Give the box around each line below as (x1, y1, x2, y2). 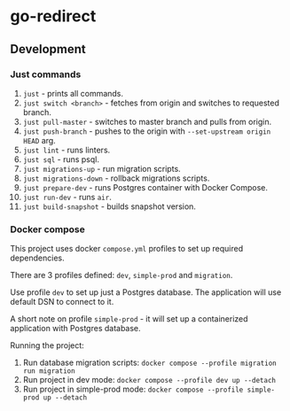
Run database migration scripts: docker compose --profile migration (22, 357, 278, 368)
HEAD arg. (22, 135, 56, 145)
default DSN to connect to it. (10, 297, 114, 307)
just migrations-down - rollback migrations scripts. (22, 173, 210, 183)
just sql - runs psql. (22, 153, 100, 165)
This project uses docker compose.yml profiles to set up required (10, 244, 243, 254)
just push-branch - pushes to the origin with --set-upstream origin (22, 126, 271, 136)
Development (10, 42, 87, 57)
